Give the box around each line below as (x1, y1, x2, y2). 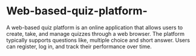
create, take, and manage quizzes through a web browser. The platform (6, 30, 185, 37)
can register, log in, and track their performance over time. (6, 43, 152, 50)
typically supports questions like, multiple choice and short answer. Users (6, 36, 191, 43)
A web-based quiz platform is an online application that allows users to (6, 24, 183, 31)
